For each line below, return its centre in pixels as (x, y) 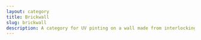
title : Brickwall (28, 17)
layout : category (28, 11)
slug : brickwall (26, 22)
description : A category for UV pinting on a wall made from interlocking (101, 28)
